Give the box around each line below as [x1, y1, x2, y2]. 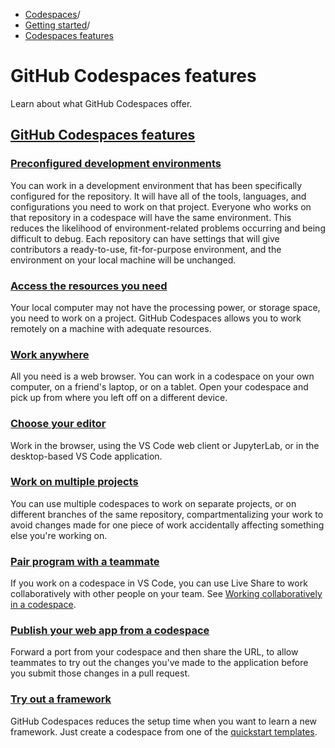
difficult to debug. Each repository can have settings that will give [10, 232, 280, 244]
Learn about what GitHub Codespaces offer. [10, 97, 193, 109]
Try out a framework [10, 692, 112, 706]
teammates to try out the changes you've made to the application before [10, 657, 309, 669]
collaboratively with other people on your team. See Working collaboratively [10, 588, 323, 600]
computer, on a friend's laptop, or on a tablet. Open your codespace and [10, 381, 309, 393]
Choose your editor [10, 417, 107, 431]
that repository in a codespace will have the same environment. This [10, 211, 292, 223]
